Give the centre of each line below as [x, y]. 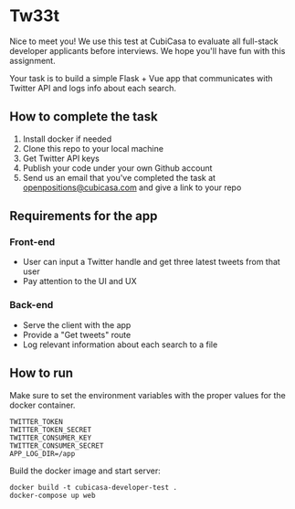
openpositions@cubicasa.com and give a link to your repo [132, 187]
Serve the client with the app [77, 324]
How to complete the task [84, 117]
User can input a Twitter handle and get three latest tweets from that [151, 262]
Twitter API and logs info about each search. [93, 88]
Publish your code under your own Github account [117, 168]
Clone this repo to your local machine [93, 148]
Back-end [32, 305]
